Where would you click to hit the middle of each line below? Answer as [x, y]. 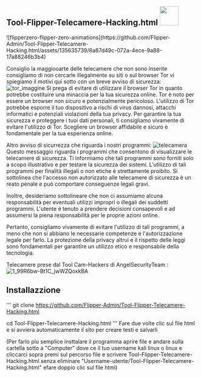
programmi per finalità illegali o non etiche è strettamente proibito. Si [92, 171]
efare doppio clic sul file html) [80, 367]
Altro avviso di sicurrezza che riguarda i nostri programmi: [79, 145]
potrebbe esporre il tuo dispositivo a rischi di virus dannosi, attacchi [91, 107]
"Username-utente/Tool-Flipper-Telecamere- [138, 361]
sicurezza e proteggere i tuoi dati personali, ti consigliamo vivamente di [95, 120]
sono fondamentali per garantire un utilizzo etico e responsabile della [93, 246]
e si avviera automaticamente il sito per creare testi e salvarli [82, 329]
